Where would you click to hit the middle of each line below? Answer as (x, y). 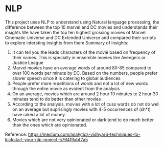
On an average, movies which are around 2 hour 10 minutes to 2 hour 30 (85, 94)
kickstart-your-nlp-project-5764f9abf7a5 (47, 139)
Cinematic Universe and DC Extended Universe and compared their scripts (81, 38)
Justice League (28, 63)
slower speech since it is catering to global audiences (66, 78)
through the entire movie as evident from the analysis (66, 88)
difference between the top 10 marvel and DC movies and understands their (82, 27)
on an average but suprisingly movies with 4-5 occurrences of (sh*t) (81, 109)
